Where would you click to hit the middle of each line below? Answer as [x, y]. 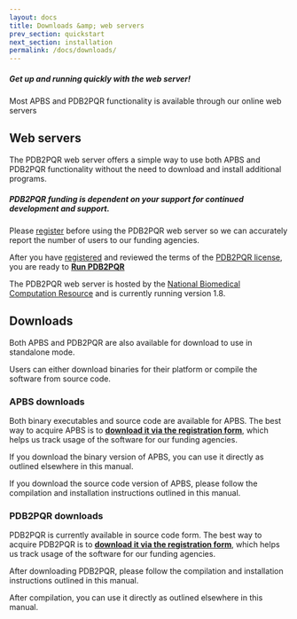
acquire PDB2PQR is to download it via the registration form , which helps [145, 545]
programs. [28, 178]
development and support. [59, 208]
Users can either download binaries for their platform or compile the [133, 369]
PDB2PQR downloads [56, 515]
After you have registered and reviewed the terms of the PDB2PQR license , [146, 257]
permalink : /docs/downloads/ [63, 51]
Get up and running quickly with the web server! [100, 78]
